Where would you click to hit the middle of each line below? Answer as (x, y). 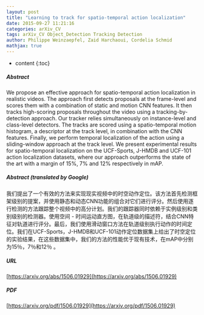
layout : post (23, 12)
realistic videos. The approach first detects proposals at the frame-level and (101, 99)
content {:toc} (32, 63)
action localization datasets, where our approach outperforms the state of (99, 157)
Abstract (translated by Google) (48, 178)
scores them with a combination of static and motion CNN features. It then (99, 105)
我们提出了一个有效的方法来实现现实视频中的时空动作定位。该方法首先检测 (99, 193)
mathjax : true (24, 46)
